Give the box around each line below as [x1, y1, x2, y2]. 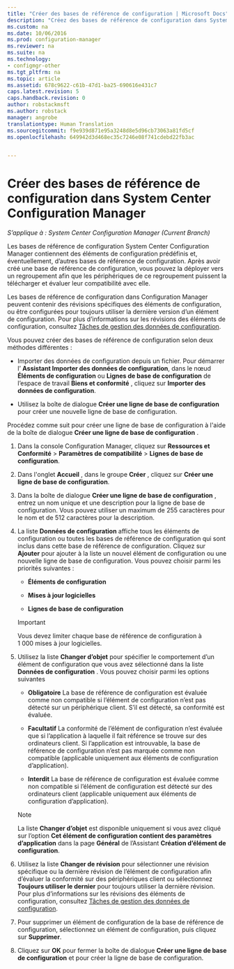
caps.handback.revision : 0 [7, 95, 86, 102]
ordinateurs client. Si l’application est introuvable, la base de [27, 739, 201, 748]
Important [17, 619, 46, 627]
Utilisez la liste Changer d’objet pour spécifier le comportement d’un [17, 653, 214, 661]
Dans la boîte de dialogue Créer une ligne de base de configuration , [17, 491, 217, 500]
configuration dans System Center [7, 191, 211, 207]
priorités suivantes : [17, 564, 75, 572]
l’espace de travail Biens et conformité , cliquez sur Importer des [17, 379, 206, 387]
